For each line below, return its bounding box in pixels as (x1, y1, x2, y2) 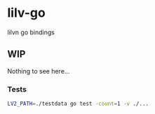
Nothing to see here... (7, 66, 70, 75)
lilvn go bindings (7, 28, 55, 36)
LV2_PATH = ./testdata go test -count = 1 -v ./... (7, 100, 149, 108)
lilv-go (7, 5, 46, 21)
